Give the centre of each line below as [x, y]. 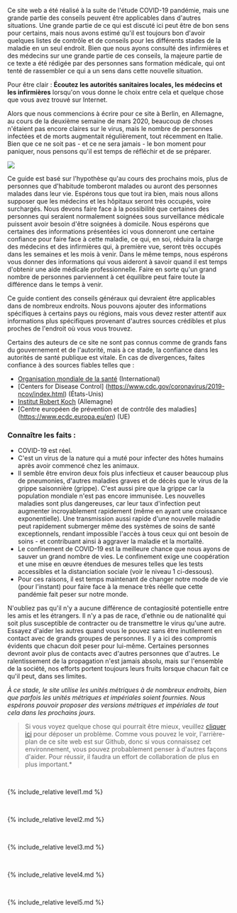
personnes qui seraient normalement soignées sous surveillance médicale [116, 216]
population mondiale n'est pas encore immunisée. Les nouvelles [111, 496]
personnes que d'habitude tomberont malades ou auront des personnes [112, 186]
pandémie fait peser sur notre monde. [73, 595]
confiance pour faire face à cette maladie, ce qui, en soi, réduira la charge [115, 239]
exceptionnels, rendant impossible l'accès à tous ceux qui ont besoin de [123, 534]
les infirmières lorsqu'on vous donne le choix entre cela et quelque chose [116, 92]
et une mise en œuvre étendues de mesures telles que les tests [110, 564]
